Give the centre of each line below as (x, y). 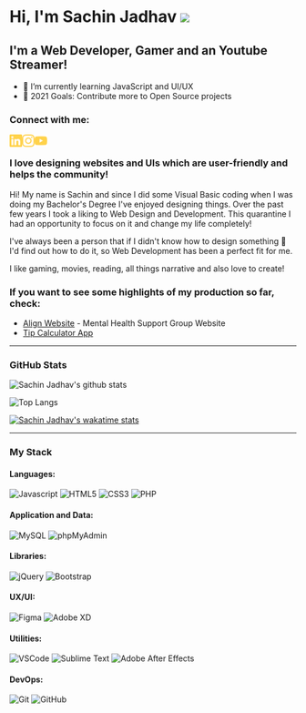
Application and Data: (51, 514)
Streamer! (39, 64)
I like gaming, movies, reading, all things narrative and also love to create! (147, 268)
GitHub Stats (38, 364)
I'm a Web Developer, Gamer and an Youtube (139, 51)
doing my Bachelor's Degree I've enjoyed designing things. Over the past (147, 204)
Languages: (33, 474)
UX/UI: (22, 597)
